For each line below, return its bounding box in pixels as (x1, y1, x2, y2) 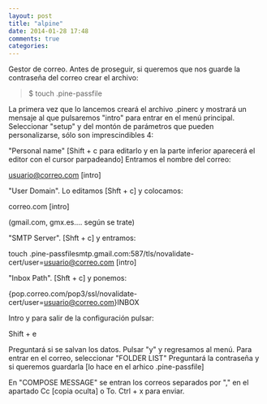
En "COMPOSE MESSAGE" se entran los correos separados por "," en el (8, 378, 249, 388)
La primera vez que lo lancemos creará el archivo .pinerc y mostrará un (8, 105, 247, 114)
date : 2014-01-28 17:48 (8, 27, 89, 35)
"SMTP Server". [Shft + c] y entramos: (8, 233, 136, 243)
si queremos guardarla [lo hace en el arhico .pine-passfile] (8, 362, 205, 372)
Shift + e (8, 329, 37, 339)
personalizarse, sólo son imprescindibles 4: (8, 131, 154, 140)
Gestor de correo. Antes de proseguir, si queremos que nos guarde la (8, 64, 241, 74)
